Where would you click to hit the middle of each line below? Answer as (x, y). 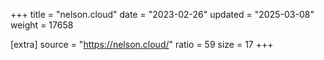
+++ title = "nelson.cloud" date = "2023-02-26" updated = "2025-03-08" (162, 14)
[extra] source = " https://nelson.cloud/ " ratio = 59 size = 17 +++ (142, 44)
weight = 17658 (42, 25)
